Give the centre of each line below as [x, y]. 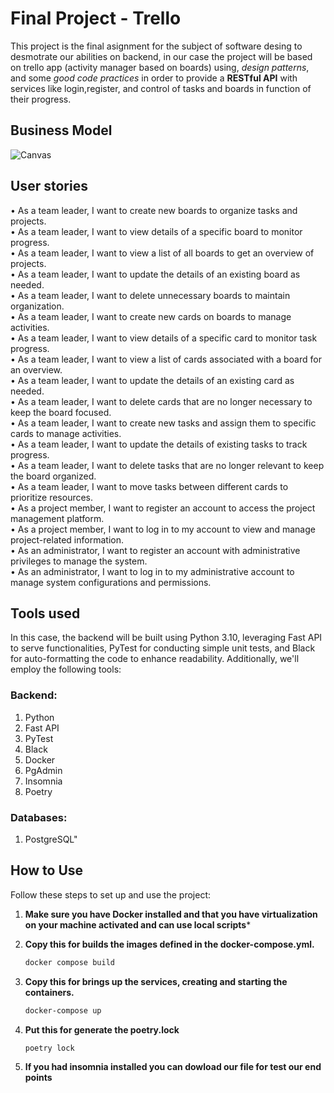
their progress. [41, 99]
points [38, 1078]
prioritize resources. [52, 497]
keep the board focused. [61, 412]
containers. [49, 992]
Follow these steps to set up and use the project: [110, 894]
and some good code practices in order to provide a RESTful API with [154, 78]
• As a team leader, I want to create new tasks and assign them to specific [163, 423]
